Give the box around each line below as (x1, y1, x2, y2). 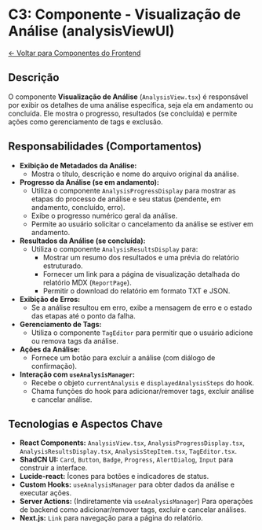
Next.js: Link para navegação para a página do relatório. (19, 513, 204, 523)
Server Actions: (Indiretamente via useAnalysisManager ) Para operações (19, 497, 253, 506)
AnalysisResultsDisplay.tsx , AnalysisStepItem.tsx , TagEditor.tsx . (19, 447, 238, 456)
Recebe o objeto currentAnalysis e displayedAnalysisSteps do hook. (31, 377, 255, 387)
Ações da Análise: (19, 344, 81, 354)
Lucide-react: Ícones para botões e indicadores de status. (19, 472, 209, 481)
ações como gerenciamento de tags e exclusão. (8, 116, 163, 127)
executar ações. (19, 488, 72, 498)
